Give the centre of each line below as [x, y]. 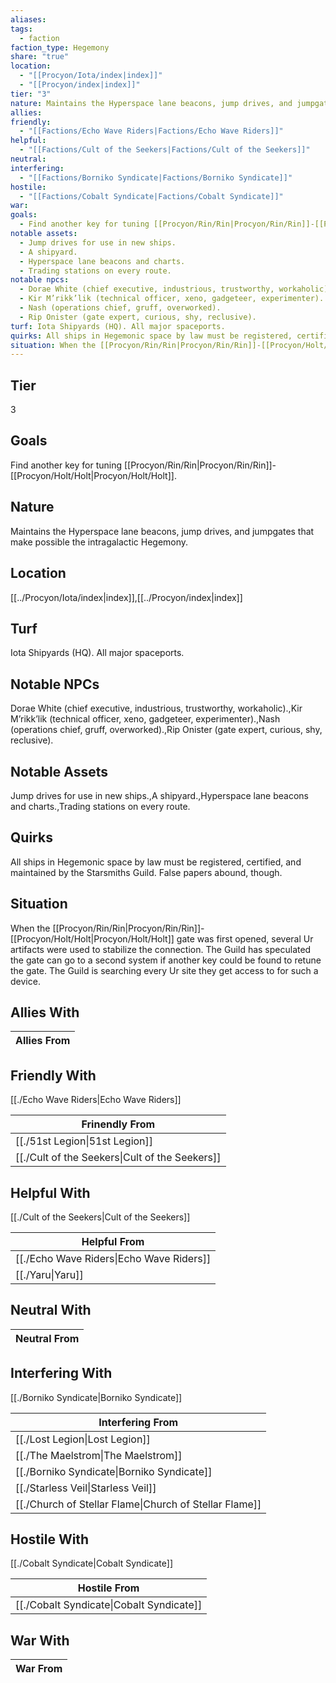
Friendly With [53, 1075]
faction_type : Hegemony [60, 47]
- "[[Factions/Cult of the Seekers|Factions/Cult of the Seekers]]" [165, 150]
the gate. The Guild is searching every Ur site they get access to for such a [164, 970]
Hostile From [108, 1588]
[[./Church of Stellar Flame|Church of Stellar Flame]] [138, 1504]
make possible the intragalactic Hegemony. [99, 542]
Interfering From [138, 1422]
